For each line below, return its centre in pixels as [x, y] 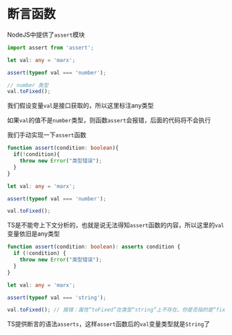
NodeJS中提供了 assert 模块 [46, 35]
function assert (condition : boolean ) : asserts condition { [94, 247]
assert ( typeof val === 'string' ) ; [57, 298]
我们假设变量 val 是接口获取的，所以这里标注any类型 [80, 106]
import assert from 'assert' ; [51, 48]
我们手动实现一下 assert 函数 [47, 135]
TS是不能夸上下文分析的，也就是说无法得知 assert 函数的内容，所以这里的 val [116, 225]
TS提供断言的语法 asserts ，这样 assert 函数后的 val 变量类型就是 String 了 [109, 324]
